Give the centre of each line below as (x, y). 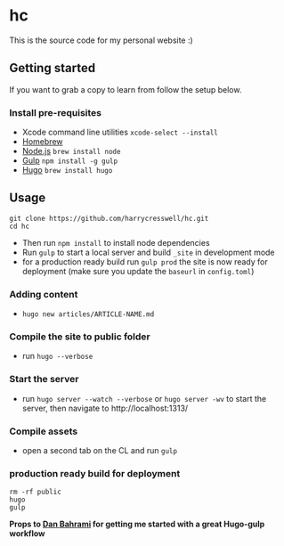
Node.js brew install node (71, 151)
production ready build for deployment (95, 473)
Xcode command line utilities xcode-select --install (120, 132)
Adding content (44, 294)
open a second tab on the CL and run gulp (100, 451)
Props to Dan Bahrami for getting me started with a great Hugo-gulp (137, 524)
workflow (27, 534)
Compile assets (44, 431)
